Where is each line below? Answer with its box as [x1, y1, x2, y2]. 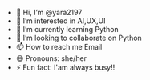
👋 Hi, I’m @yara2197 [15, 8, 83, 17]
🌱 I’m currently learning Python [15, 25, 119, 34]
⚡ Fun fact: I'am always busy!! [15, 62, 116, 72]
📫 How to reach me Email [15, 42, 103, 51]
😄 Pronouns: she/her [15, 54, 87, 63]
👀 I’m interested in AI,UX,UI [15, 16, 106, 26]
